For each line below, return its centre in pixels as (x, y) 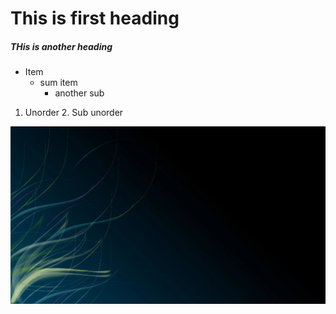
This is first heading (95, 18)
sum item (58, 83)
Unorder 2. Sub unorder (74, 113)
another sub (79, 93)
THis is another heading (61, 46)
